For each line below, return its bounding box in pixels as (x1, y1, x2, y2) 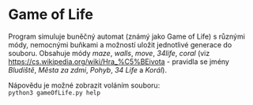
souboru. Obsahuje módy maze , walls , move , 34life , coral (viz (8, 48, 210, 58)
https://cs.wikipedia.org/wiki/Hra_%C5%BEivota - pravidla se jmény (8, 57, 229, 66)
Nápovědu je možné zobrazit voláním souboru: (8, 81, 160, 90)
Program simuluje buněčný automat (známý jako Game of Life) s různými (8, 32, 245, 41)
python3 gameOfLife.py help (8, 88, 101, 96)
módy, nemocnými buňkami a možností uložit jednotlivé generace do (8, 39, 232, 49)
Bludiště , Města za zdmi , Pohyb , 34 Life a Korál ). (8, 65, 168, 74)
